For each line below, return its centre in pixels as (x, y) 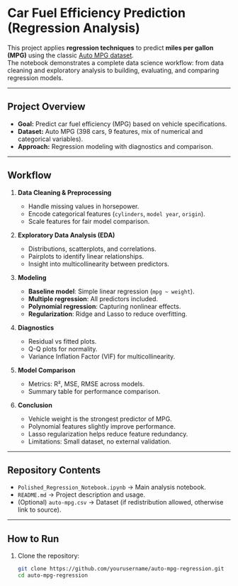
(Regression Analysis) (74, 28)
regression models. (35, 78)
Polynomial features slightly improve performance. (102, 426)
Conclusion (35, 405)
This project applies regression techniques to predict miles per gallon (110, 47)
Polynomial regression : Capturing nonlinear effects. (104, 306)
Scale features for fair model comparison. (89, 221)
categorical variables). (50, 139)
